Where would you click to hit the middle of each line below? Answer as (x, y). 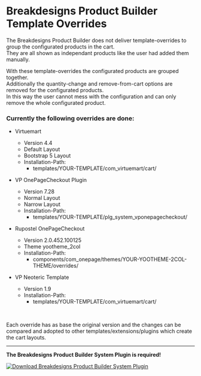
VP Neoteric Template (42, 277)
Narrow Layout (42, 204)
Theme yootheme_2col (52, 247)
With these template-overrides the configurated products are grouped (92, 71)
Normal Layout (42, 198)
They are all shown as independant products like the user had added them (98, 53)
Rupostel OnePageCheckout (50, 229)
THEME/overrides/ (56, 266)
